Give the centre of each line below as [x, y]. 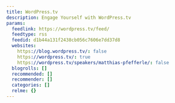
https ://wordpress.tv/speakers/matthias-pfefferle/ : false [93, 62]
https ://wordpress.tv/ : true [54, 57]
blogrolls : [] [29, 68]
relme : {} [24, 91]
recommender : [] [32, 79]
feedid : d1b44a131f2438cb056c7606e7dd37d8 [66, 40]
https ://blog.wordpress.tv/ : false [62, 51]
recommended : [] [32, 74]
